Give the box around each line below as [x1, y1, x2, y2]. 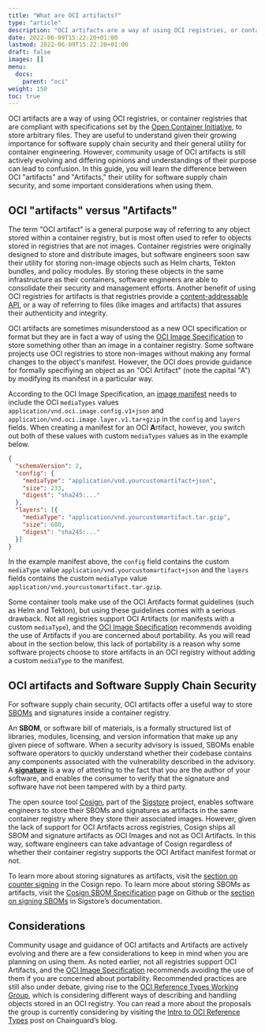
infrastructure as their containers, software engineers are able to [8, 275, 218, 285]
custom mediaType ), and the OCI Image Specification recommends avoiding [8, 622, 252, 632]
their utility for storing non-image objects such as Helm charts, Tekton [8, 258, 236, 268]
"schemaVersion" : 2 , [15, 462, 83, 470]
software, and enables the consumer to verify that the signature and [8, 774, 230, 783]
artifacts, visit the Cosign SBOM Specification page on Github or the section [8, 888, 255, 897]
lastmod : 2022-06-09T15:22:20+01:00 [8, 41, 129, 49]
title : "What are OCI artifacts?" [8, 11, 122, 20]
